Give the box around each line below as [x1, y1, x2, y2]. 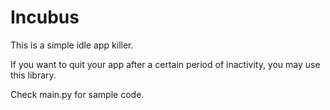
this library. [10, 69, 57, 81]
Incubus [10, 6, 80, 29]
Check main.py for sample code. [10, 88, 145, 100]
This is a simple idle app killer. [10, 39, 134, 51]
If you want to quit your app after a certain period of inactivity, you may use [10, 58, 321, 70]
